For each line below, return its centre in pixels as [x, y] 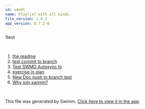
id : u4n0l [15, 10]
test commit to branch [35, 61]
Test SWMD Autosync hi [37, 67]
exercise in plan [28, 72]
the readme [24, 56]
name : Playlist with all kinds [37, 14]
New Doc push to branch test [42, 77]
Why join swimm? [30, 82]
